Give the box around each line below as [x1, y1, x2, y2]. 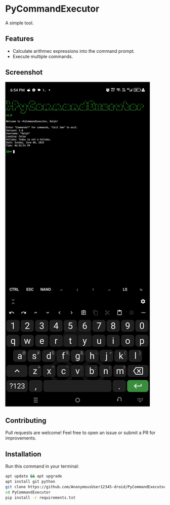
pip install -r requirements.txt [5, 495, 76, 500]
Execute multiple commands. [12, 53, 73, 59]
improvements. [5, 435, 36, 441]
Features [5, 34, 34, 43]
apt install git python [5, 479, 56, 484]
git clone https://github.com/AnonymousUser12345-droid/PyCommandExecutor [5, 484, 166, 489]
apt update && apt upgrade [5, 474, 62, 479]
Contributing [5, 416, 47, 425]
